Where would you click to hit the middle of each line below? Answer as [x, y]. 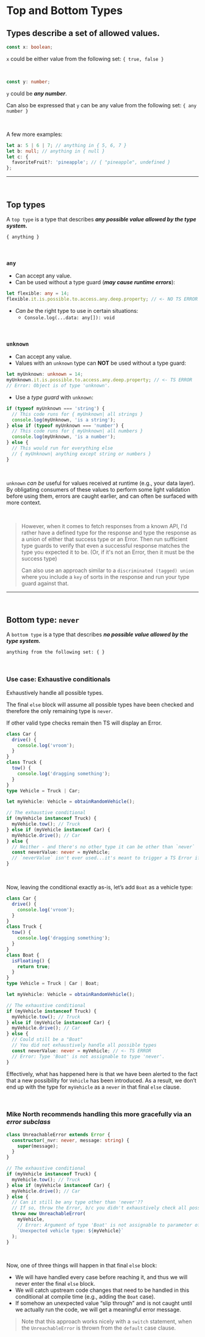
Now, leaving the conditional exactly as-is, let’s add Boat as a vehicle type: [100, 887]
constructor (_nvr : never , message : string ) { [71, 1140]
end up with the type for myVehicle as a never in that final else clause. [94, 1087]
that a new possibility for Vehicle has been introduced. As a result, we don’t [101, 1080]
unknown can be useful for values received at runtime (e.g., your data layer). [101, 483]
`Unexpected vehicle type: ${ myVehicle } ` [70, 1231]
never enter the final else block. [55, 1284]
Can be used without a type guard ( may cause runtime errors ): [95, 282]
